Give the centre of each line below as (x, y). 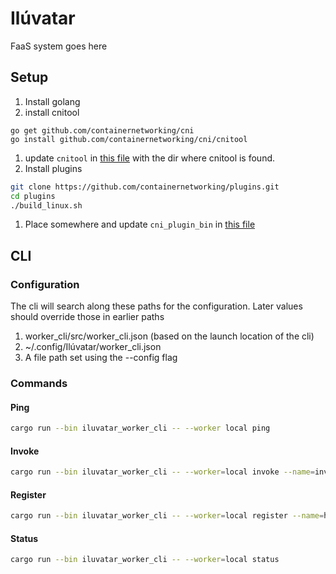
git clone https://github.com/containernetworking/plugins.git (145, 187)
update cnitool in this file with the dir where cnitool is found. (150, 158)
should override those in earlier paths (87, 317)
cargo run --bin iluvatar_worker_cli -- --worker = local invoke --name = (162, 472)
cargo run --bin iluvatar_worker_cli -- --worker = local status (145, 560)
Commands (39, 383)
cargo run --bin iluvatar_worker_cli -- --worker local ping (140, 428)
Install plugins (53, 168)
